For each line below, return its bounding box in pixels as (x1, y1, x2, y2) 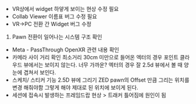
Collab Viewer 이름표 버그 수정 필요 (12, 13, 97, 20)
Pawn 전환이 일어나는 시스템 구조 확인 (12, 33, 103, 41)
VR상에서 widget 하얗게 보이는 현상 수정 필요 (12, 5, 120, 12)
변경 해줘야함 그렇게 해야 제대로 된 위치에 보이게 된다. (12, 84, 138, 91)
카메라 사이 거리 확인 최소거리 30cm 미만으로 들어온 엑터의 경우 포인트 (12, 54, 179, 60)
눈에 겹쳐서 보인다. (12, 69, 56, 76)
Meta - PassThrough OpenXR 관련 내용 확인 (12, 46, 120, 53)
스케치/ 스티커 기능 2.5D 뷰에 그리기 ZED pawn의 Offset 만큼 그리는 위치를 (12, 76, 190, 83)
